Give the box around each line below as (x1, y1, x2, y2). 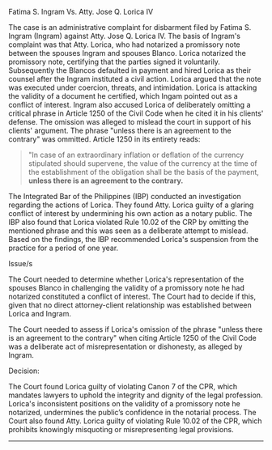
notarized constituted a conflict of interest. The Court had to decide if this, (8, 291, 257, 301)
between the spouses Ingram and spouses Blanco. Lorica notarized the (8, 49, 247, 57)
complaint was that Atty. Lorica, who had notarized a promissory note (8, 40, 240, 49)
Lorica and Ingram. (8, 309, 71, 318)
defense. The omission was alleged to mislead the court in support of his (8, 117, 252, 126)
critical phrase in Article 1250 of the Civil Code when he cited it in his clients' (8, 108, 264, 118)
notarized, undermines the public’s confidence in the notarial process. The (8, 408, 257, 417)
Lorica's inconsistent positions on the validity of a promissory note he (8, 399, 240, 408)
